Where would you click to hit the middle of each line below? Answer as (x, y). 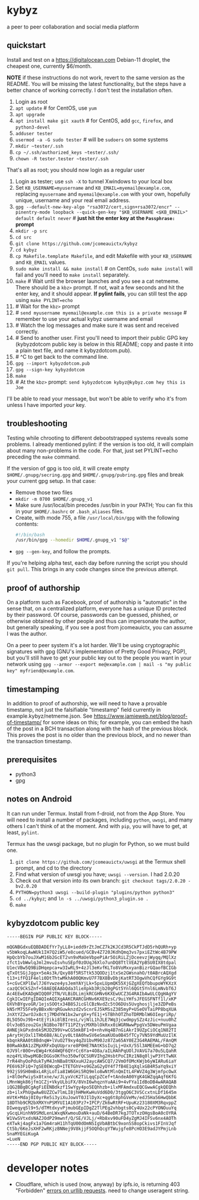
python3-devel (33, 127)
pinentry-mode (33, 212)
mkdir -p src (31, 231)
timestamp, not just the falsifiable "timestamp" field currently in (84, 709)
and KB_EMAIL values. (41, 262)
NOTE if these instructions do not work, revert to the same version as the (96, 77)
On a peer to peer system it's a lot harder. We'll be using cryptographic (93, 645)
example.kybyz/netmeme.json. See (49, 716)
